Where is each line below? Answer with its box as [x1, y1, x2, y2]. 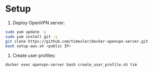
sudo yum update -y [5, 29, 47, 34]
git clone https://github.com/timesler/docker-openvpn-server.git [5, 39, 148, 44]
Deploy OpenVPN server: [12, 20, 65, 26]
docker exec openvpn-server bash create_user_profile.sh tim [5, 62, 137, 67]
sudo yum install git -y [5, 34, 58, 39]
